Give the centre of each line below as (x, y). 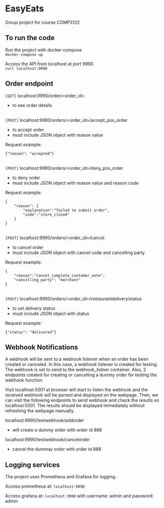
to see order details (32, 105)
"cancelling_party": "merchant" (47, 280)
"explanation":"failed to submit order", (66, 210)
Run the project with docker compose (44, 50)
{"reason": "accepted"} (30, 153)
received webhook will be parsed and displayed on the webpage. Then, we (82, 395)
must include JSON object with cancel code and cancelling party (79, 253)
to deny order (26, 178)
